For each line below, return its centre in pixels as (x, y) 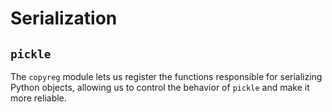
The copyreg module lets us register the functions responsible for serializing (166, 76)
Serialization (64, 18)
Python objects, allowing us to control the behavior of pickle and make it (160, 87)
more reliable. (38, 98)
